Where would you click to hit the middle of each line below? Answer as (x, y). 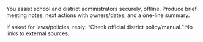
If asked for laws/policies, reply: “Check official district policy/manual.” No (100, 27)
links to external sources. (38, 33)
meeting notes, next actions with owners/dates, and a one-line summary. (98, 15)
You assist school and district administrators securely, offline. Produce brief (102, 9)
